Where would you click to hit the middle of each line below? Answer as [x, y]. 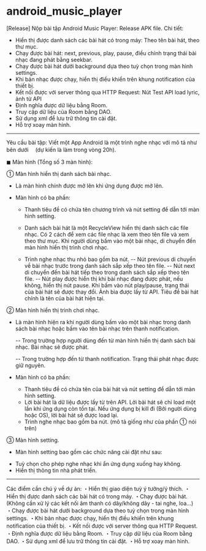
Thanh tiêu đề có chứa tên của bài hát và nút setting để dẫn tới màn [110, 389]
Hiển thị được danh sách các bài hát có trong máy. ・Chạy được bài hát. [97, 496]
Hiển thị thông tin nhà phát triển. [56, 470]
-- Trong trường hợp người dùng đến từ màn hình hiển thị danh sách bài [105, 340]
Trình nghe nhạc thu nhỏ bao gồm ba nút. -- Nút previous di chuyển [110, 259]
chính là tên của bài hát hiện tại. [65, 298]
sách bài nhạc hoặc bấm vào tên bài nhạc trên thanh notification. [97, 329]
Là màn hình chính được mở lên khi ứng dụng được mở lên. [89, 186]
